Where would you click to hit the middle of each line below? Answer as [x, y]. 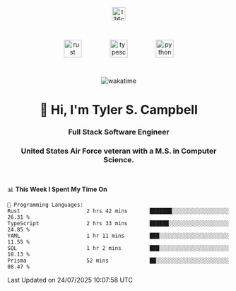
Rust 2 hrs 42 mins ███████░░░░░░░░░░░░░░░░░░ [118, 211]
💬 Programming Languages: [45, 205]
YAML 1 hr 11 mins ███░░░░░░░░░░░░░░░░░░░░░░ [118, 236]
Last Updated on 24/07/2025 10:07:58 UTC [70, 280]
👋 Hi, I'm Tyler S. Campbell [119, 109]
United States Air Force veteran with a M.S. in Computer [119, 151]
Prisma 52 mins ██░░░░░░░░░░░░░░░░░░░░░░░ [118, 261]
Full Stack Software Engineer [119, 132]
